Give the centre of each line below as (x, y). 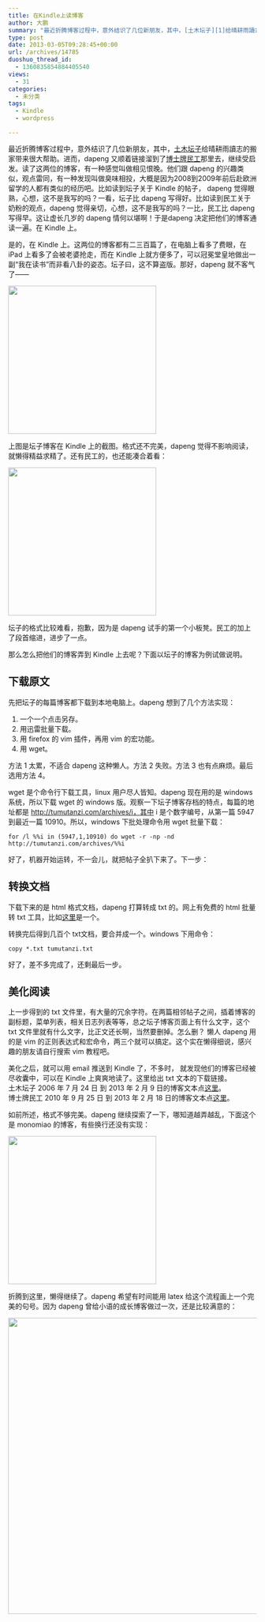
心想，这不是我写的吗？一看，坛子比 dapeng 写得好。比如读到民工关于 (136, 198)
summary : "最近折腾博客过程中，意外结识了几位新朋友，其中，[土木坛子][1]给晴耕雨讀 (131, 30)
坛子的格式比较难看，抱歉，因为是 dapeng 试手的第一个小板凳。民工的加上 (129, 627)
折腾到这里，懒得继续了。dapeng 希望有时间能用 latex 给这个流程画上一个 (128, 1296)
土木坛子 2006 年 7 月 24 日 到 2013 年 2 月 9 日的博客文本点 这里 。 (117, 1088)
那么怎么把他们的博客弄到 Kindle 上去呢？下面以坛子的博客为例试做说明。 (127, 654)
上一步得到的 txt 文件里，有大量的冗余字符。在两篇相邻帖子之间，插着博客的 (132, 1012)
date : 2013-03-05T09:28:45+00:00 (63, 45)
